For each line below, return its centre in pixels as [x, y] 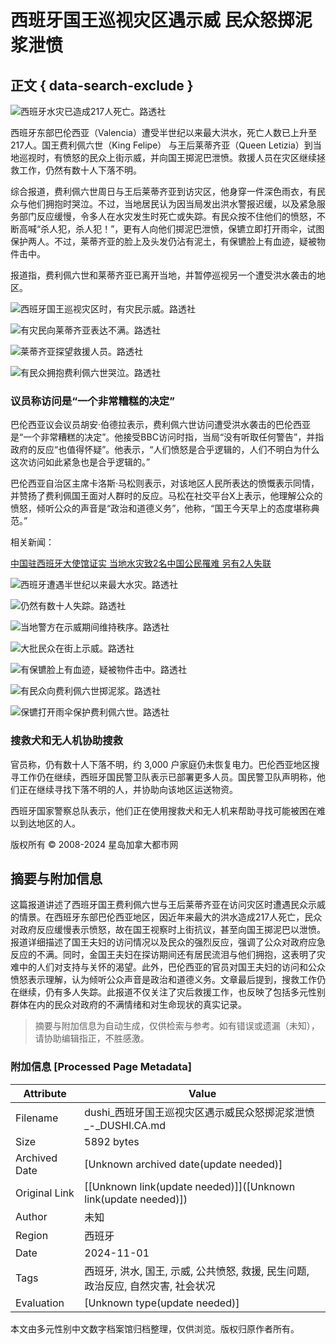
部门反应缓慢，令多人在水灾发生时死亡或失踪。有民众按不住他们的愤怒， [167, 216]
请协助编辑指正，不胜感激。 [92, 1038]
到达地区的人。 [49, 823]
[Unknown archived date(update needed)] [183, 1164]
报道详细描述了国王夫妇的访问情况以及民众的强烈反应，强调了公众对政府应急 [168, 942]
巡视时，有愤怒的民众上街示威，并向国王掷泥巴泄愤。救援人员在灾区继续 [167, 157]
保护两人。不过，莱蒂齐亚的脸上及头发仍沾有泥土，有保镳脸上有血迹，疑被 [163, 241]
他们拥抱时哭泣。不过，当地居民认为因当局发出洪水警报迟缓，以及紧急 [172, 204]
